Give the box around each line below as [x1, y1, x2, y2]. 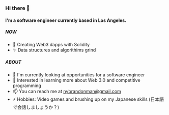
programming [12, 82, 42, 89]
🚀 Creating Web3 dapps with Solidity [12, 42, 90, 48]
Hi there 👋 [5, 5, 31, 12]
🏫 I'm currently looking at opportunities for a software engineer [12, 72, 145, 78]
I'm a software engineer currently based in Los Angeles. [5, 17, 127, 23]
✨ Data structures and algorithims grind [12, 47, 96, 53]
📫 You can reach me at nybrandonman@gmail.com [12, 89, 121, 95]
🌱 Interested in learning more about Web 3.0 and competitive [12, 77, 141, 83]
